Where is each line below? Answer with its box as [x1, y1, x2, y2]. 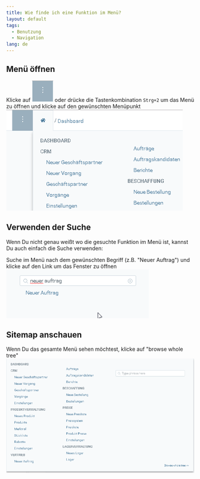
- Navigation [11, 35, 44, 41]
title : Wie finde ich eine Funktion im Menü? [6, 10, 121, 16]
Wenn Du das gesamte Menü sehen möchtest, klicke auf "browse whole [6, 345, 183, 353]
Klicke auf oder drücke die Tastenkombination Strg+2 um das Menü [6, 96, 195, 103]
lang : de [6, 41, 28, 47]
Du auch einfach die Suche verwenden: [6, 245, 103, 252]
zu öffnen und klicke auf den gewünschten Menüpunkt [6, 103, 141, 110]
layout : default [6, 16, 47, 22]
